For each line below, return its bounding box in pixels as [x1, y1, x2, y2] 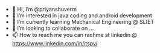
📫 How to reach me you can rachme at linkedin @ [11, 32, 138, 38]
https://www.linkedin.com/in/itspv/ [11, 40, 98, 47]
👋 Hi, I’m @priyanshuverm [11, 6, 77, 13]
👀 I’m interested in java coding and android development [11, 12, 153, 19]
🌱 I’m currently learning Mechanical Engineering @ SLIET [11, 18, 155, 25]
